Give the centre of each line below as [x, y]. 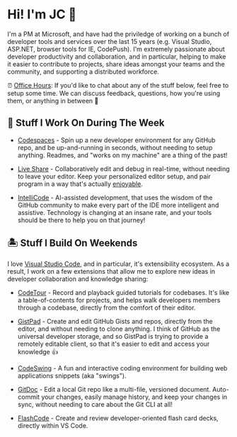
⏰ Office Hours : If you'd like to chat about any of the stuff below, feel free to [118, 85]
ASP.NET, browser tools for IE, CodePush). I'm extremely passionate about [116, 49]
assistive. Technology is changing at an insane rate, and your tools [115, 212]
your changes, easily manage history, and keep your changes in [134, 397]
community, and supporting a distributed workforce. [83, 71]
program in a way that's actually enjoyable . [80, 184]
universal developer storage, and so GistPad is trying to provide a [113, 336]
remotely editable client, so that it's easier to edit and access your [114, 344]
